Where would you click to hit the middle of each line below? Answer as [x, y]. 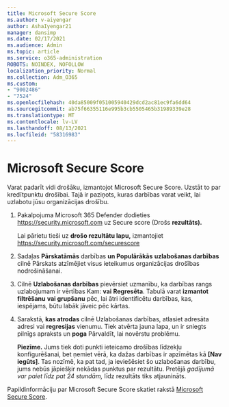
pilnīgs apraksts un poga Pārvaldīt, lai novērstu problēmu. [98, 334]
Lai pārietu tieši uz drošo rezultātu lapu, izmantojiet [90, 236]
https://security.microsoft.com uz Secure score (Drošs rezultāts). [109, 223]
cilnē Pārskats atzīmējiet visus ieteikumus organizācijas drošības [108, 264]
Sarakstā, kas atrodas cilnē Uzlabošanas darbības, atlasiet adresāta [113, 319]
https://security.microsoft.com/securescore [78, 243]
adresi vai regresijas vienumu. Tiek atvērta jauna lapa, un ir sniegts [111, 327]
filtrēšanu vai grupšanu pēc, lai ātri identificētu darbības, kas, [105, 299]
